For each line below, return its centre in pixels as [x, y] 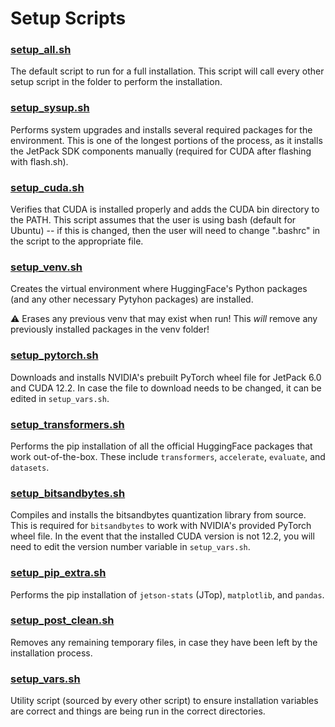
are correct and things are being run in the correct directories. [138, 711]
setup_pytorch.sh [54, 355]
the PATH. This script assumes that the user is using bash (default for [153, 220]
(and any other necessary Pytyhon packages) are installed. [132, 299]
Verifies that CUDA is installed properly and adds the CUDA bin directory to [165, 209]
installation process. [51, 653]
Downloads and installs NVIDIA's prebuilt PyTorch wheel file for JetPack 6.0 [166, 377]
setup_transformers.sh [67, 424]
